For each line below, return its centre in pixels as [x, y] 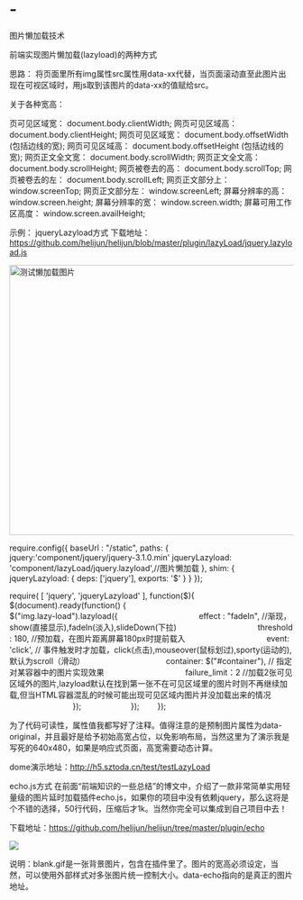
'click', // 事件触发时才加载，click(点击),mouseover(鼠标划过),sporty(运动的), [151, 650]
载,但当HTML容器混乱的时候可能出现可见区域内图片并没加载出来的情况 [141, 695]
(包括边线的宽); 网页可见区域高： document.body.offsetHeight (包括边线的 [147, 145]
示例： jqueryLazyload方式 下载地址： [80, 232]
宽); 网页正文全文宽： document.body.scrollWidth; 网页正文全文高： [135, 157]
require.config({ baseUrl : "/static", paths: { [89, 548]
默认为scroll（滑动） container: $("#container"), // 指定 [151, 660]
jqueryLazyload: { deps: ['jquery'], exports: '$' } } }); [106, 578]
